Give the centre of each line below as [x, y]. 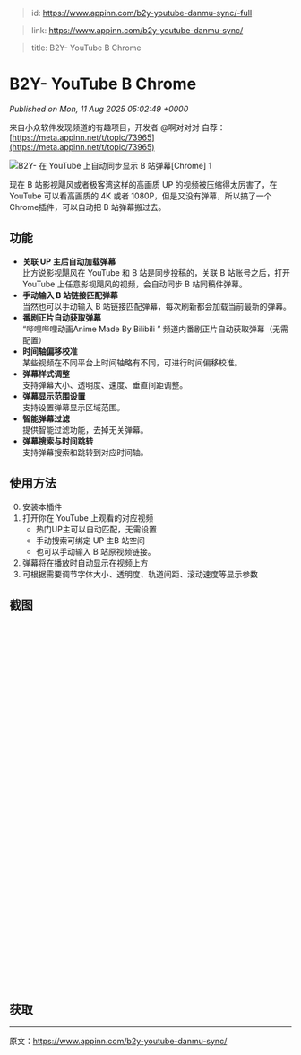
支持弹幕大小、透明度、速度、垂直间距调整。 [105, 384]
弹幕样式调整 [46, 374]
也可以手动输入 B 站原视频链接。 [95, 551]
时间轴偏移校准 [50, 351]
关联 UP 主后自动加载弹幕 [69, 261]
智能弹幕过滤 [46, 418]
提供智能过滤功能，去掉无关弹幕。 [85, 429]
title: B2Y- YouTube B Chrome [86, 48]
